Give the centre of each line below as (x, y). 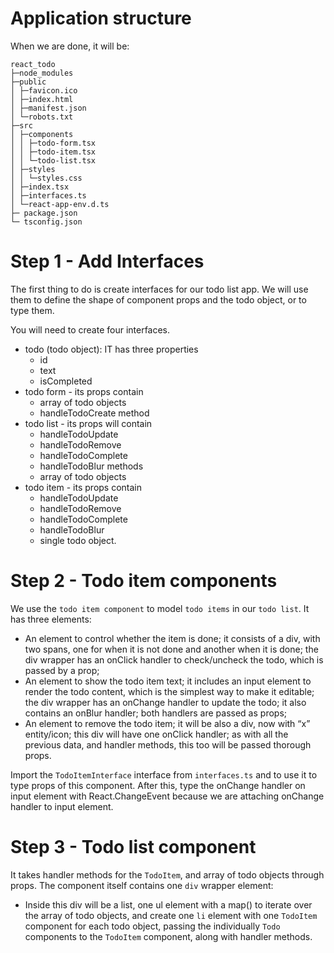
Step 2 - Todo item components (144, 581)
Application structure (101, 18)
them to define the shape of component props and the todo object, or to (158, 299)
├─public (28, 82)
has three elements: (51, 619)
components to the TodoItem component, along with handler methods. (168, 936)
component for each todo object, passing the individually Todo (152, 926)
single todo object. (78, 540)
